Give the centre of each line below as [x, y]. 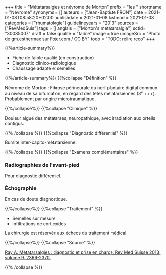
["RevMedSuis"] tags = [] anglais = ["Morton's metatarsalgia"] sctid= [76, 28]
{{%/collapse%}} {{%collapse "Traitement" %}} [54, 209]
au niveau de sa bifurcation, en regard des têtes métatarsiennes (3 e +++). [81, 93]
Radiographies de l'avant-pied [42, 165]
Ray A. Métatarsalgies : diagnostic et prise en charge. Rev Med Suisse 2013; [83, 252]
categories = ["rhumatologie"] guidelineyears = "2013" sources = [72, 23]
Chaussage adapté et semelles [44, 68]
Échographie [21, 188]
